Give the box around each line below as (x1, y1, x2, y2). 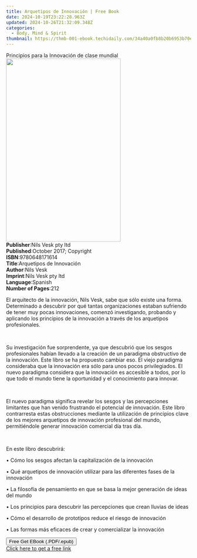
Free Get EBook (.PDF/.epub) (9, 539, 74, 545)
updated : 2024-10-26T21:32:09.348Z (6, 19, 93, 25)
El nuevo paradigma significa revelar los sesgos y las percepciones (6, 398, 168, 404)
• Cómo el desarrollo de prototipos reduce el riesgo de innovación (6, 515, 166, 522)
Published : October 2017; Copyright (6, 247, 92, 254)
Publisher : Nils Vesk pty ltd (6, 241, 71, 248)
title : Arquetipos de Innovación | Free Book (6, 8, 119, 15)
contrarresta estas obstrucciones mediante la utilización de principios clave (6, 410, 189, 417)
